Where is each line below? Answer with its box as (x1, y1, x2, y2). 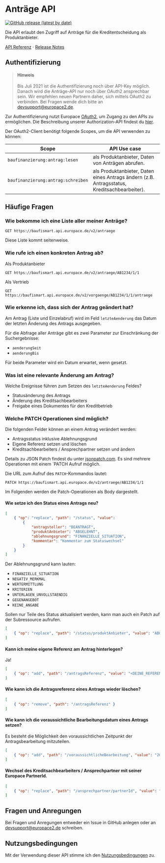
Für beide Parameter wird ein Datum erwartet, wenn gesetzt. (5, 359, 128, 365)
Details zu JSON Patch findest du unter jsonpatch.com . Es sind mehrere (5, 456, 151, 462)
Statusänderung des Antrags (12, 393, 71, 399)
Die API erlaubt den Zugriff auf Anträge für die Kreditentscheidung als (5, 29, 146, 35)
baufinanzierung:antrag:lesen (7, 157, 79, 163)
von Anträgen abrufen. (92, 159, 145, 166)
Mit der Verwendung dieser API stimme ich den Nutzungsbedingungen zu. (5, 852, 156, 858)
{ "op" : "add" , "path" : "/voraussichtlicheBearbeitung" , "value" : (14, 752, 153, 757)
